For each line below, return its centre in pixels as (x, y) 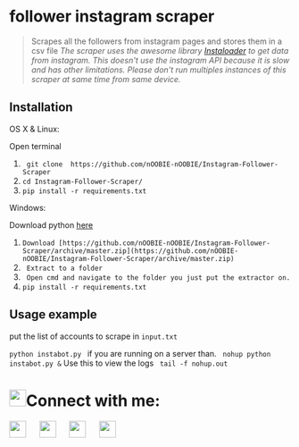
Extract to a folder (64, 268)
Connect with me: (93, 401)
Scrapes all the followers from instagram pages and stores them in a (157, 41)
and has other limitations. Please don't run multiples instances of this (159, 70)
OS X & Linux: (34, 129)
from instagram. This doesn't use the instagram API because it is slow (160, 60)
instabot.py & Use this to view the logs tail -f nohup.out (119, 363)
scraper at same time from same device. (106, 79)
